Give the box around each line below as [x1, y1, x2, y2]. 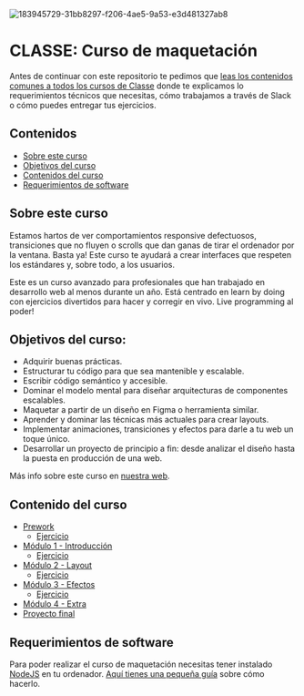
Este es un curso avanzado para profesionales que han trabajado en [9, 276, 266, 287]
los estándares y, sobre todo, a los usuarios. [9, 259, 176, 270]
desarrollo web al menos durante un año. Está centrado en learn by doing [9, 286, 285, 297]
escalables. [22, 394, 66, 405]
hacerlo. [9, 679, 41, 689]
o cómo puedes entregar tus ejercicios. [9, 99, 157, 110]
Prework [22, 521, 55, 532]
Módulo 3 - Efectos [22, 579, 96, 590]
